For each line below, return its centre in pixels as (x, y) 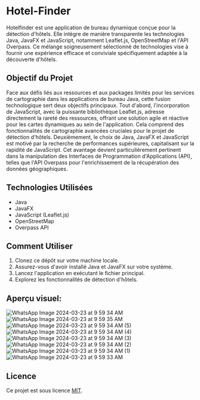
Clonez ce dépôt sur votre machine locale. (67, 261)
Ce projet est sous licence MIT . (44, 390)
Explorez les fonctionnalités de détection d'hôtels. (76, 280)
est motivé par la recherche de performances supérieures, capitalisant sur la (100, 143)
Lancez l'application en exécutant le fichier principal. (80, 273)
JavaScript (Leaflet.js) (42, 215)
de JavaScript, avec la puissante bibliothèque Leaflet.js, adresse (85, 111)
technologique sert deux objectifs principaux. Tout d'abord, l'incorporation (98, 105)
